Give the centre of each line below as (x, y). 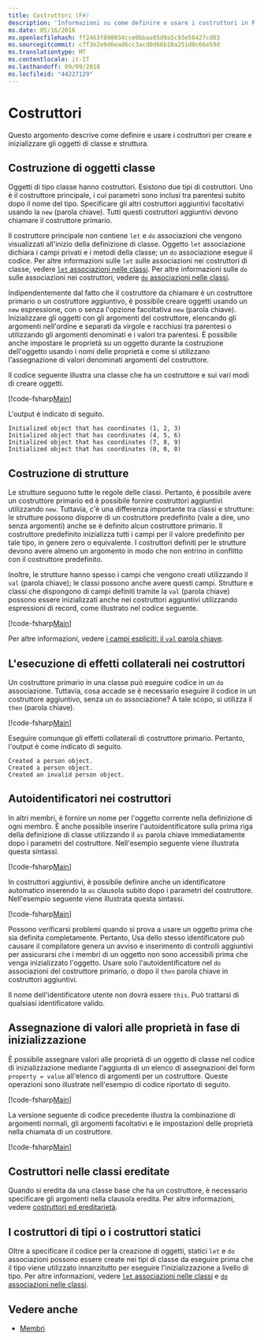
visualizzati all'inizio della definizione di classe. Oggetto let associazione (127, 244)
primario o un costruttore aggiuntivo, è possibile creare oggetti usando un (128, 301)
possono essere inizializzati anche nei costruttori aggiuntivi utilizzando (123, 600)
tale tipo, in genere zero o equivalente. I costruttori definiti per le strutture (127, 543)
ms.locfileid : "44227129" (50, 74)
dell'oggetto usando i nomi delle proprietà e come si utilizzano (109, 352)
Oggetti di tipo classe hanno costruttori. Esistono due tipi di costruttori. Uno (131, 187)
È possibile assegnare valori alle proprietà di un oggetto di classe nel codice (132, 1059)
